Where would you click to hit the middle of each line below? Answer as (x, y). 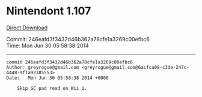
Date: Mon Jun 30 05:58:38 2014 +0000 (58, 78)
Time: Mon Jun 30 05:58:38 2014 (47, 46)
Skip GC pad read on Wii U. (52, 88)
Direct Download (27, 28)
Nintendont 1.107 (49, 11)
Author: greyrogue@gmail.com (43, 67)
